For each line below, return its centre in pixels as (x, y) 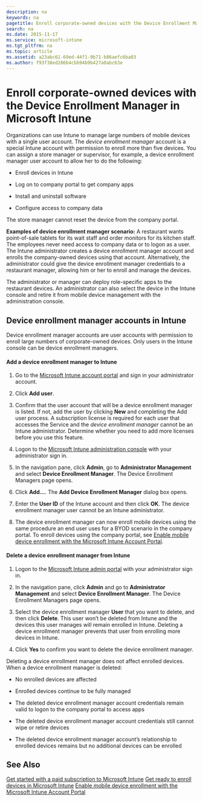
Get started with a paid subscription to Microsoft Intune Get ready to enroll (99, 779)
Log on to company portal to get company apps (74, 184)
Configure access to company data (59, 208)
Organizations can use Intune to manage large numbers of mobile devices (98, 135)
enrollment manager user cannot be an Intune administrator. (90, 510)
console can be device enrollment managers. (63, 348)
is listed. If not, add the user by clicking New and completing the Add (101, 412)
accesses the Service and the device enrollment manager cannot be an (104, 425)
